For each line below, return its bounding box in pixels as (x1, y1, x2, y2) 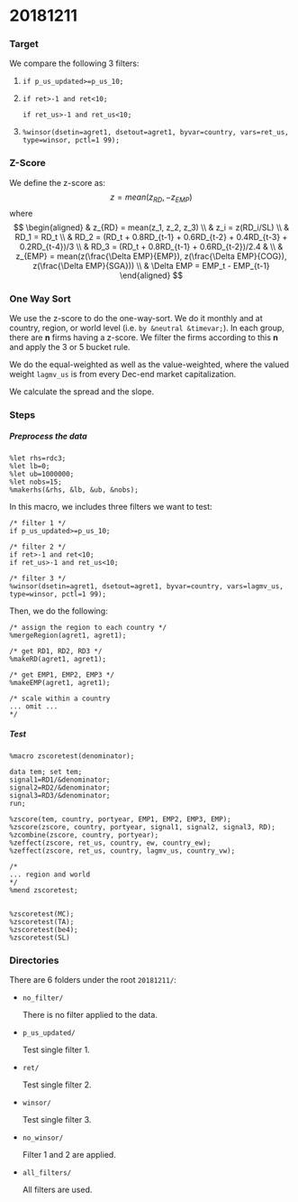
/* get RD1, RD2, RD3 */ (9, 646, 103, 655)
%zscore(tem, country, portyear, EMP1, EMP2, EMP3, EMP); (9, 814, 231, 824)
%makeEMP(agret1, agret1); (9, 678, 111, 687)
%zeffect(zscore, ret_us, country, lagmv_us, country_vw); (9, 846, 236, 855)
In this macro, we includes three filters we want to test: (9, 501, 213, 512)
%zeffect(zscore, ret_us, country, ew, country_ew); (9, 838, 212, 847)
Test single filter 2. (22, 1079, 92, 1090)
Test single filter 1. (22, 1044, 90, 1056)
